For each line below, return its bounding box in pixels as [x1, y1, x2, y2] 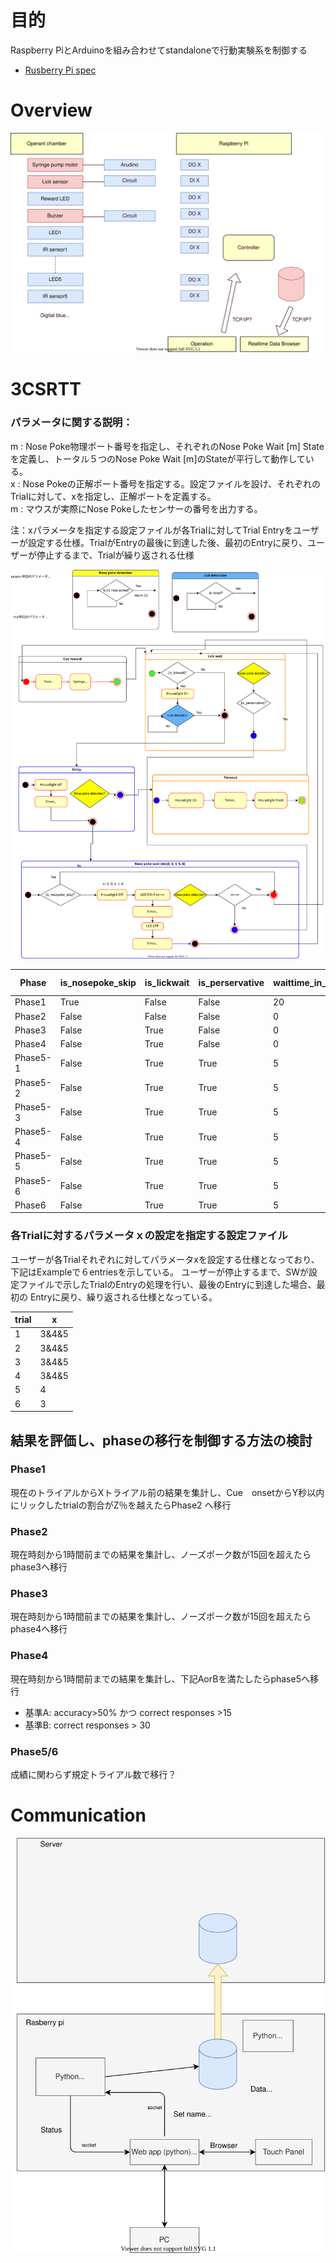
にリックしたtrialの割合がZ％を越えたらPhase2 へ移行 [10, 1499, 232, 1511]
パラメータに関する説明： [10, 416, 133, 430]
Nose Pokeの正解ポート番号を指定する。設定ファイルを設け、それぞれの [22, 477, 322, 490]
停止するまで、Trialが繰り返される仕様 [36, 549, 195, 561]
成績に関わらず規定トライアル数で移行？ [10, 1769, 177, 1780]
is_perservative [198, 976, 265, 988]
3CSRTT [10, 378, 82, 401]
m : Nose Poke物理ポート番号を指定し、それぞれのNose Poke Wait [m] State [10, 440, 325, 452]
